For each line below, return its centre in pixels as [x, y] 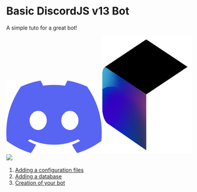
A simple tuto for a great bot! [42, 28]
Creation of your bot [40, 182]
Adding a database [38, 176]
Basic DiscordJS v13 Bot [68, 11]
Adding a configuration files [49, 170]
